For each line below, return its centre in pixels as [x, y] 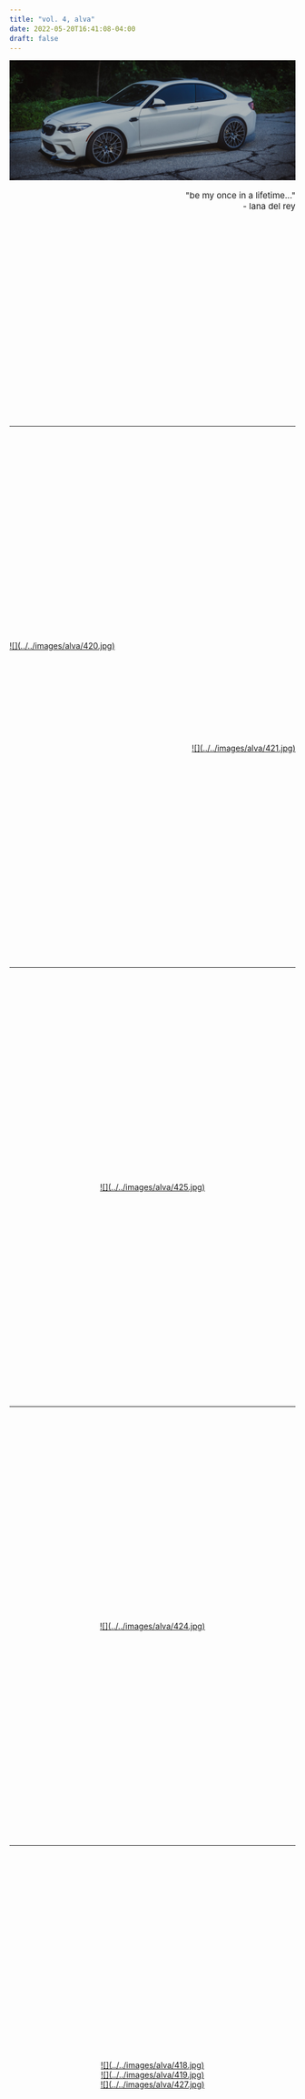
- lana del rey [269, 207]
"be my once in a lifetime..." [241, 196]
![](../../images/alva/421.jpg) [244, 748]
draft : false [34, 38]
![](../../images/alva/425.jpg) [152, 1187]
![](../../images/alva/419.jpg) [152, 2075]
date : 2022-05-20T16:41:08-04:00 [73, 29]
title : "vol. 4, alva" [52, 19]
